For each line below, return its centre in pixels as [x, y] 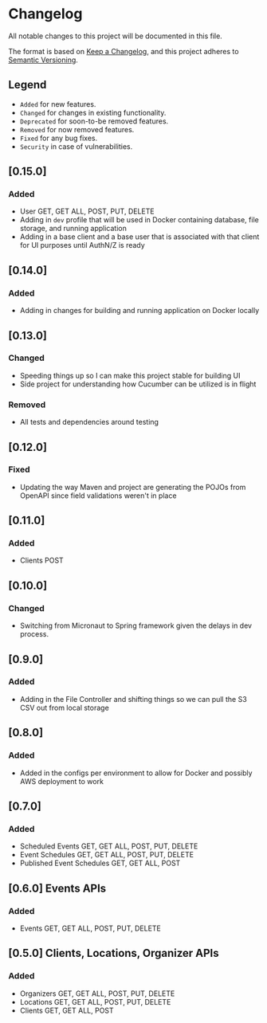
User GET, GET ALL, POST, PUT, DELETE [87, 211]
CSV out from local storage [64, 707]
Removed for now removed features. [77, 129]
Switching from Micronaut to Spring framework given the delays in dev [136, 625]
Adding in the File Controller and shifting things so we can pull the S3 [133, 699]
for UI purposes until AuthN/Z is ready [82, 245]
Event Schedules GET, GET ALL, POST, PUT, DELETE [106, 855]
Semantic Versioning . [43, 60]
